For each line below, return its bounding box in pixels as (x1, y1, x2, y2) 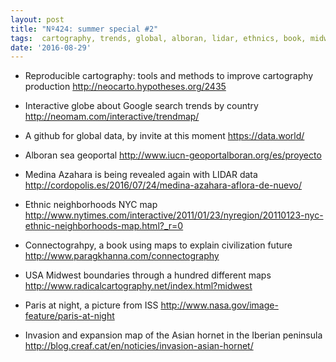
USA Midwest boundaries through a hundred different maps (24, 269, 272, 281)
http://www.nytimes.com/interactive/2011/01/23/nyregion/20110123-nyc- (24, 209, 324, 221)
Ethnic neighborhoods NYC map (24, 199, 158, 211)
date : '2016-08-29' (10, 42, 92, 53)
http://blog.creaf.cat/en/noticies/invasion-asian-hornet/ (24, 340, 254, 352)
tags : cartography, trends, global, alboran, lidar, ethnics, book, (10, 33, 307, 43)
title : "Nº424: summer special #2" (10, 24, 159, 34)
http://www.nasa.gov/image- (160, 299, 279, 311)
